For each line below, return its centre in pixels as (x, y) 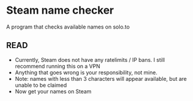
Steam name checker (60, 10)
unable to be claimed (41, 85)
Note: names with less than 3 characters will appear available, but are (101, 78)
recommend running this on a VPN (58, 66)
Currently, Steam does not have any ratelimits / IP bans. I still (90, 59)
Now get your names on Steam (53, 91)
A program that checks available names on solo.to (68, 27)
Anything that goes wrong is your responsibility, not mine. (86, 72)
